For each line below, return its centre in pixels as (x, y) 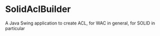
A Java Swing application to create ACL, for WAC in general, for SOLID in (80, 23)
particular (15, 28)
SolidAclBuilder (38, 9)
